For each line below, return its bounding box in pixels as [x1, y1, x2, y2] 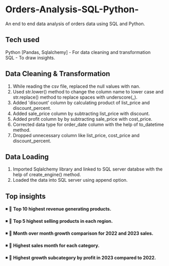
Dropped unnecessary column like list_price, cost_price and [12, 132, 140, 138]
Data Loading [5, 153, 49, 161]
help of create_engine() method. [12, 172, 81, 178]
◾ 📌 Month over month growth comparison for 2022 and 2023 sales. [5, 230, 154, 237]
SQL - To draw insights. [5, 54, 55, 61]
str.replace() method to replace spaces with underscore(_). [12, 94, 138, 100]
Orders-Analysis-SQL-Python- [5, 4, 139, 15]
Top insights [5, 192, 46, 201]
